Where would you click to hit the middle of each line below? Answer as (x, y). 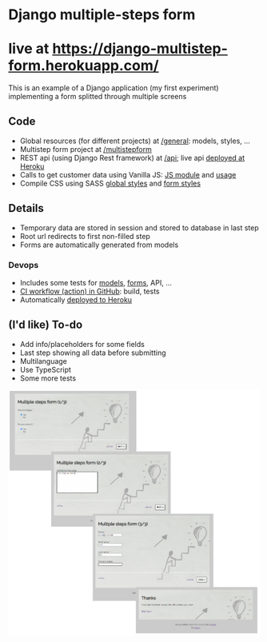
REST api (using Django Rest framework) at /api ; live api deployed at (132, 158)
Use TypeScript (46, 369)
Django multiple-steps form (102, 15)
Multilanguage (44, 361)
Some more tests (48, 378)
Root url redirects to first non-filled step (85, 236)
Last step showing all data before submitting (93, 353)
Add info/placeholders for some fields (82, 344)
